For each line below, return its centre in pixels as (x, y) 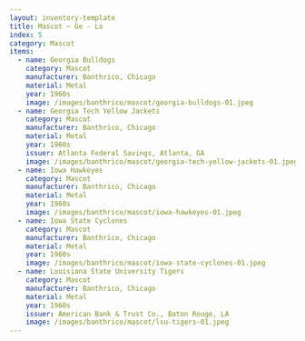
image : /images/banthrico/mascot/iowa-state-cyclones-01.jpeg (146, 263)
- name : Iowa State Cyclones (73, 221)
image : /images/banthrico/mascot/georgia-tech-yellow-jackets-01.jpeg (162, 161)
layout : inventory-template (63, 18)
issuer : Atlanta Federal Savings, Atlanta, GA (115, 153)
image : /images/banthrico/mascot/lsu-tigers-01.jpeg (128, 322)
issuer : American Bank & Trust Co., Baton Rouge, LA (128, 314)
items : (22, 52)
